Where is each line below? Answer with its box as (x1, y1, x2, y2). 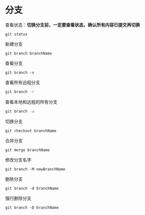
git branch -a (5, 108, 35, 114)
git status (5, 32, 28, 37)
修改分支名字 (5, 157, 31, 162)
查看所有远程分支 (5, 79, 40, 85)
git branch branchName (5, 51, 52, 56)
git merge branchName (5, 147, 50, 153)
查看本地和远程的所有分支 (5, 99, 58, 105)
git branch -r (5, 89, 35, 94)
